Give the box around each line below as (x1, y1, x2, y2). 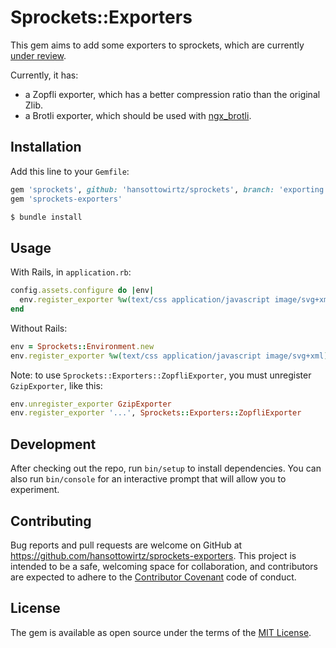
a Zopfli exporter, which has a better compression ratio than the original (24, 88, 321, 100)
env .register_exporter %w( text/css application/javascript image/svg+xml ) (10, 351, 329, 361)
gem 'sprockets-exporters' (10, 194, 123, 204)
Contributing (10, 512, 92, 530)
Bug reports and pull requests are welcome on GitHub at (10, 539, 243, 551)
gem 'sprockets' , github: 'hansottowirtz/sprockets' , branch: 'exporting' (10, 184, 329, 195)
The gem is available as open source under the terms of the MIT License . (10, 626, 312, 638)
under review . (10, 49, 67, 61)
